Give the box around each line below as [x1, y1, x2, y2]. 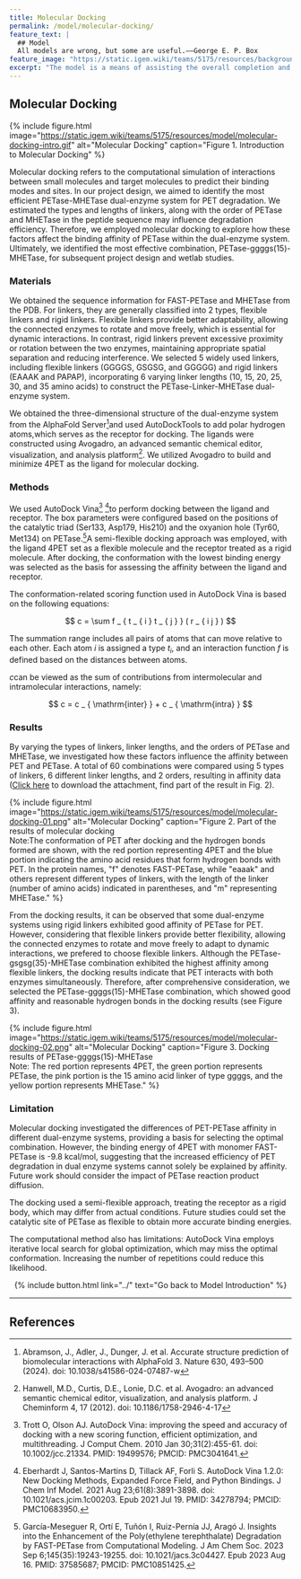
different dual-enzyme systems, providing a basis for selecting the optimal [9, 1133, 284, 1143]
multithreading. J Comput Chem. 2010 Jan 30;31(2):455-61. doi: [21, 1439, 258, 1450]
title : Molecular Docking [9, 13, 106, 22]
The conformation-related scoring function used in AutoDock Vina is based [9, 588, 287, 599]
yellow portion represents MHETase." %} [9, 1080, 159, 1090]
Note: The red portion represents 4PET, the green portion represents [9, 1061, 262, 1072]
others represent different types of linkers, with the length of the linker [9, 873, 269, 884]
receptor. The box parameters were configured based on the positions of [9, 513, 279, 524]
